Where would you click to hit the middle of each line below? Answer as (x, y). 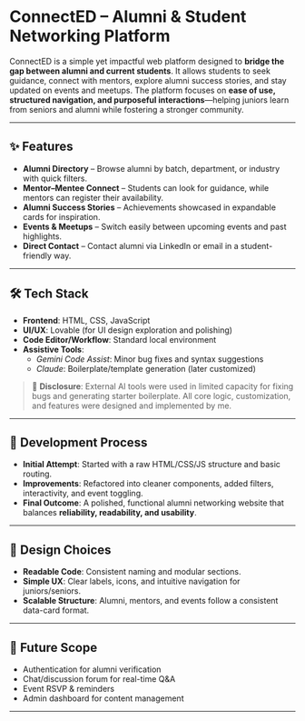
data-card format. (56, 610)
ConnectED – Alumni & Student (128, 17)
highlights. (42, 236)
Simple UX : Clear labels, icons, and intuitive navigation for (131, 581)
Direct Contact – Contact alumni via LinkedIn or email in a (130, 245)
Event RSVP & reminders (69, 689)
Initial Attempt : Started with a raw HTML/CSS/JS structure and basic (152, 465)
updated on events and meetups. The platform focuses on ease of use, (143, 90)
